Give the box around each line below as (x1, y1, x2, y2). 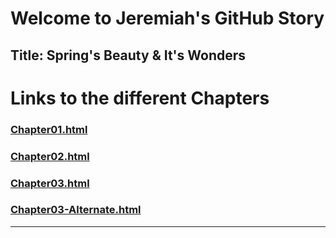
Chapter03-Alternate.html (10, 203, 142, 217)
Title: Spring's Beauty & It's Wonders (10, 47, 247, 64)
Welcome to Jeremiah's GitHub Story (10, 7, 325, 30)
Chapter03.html (10, 176, 90, 190)
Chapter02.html (10, 149, 90, 163)
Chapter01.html (10, 122, 88, 136)
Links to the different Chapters (10, 87, 270, 109)
